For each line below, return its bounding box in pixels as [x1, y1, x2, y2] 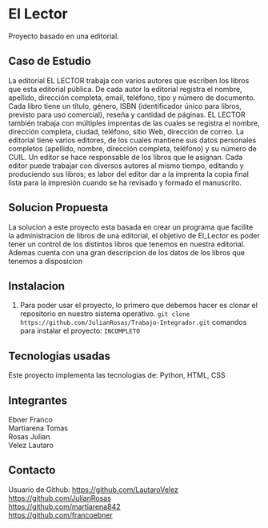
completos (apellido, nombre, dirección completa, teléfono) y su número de [8, 143, 258, 153]
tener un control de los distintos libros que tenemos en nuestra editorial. [8, 239, 246, 249]
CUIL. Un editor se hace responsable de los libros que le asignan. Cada [8, 152, 243, 162]
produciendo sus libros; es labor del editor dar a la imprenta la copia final [8, 169, 250, 178]
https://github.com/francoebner [8, 510, 114, 520]
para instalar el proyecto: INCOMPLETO [19, 326, 140, 336]
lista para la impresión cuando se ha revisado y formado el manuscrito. [8, 178, 242, 187]
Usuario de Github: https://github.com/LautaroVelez [8, 485, 178, 494]
